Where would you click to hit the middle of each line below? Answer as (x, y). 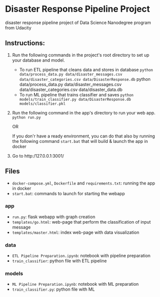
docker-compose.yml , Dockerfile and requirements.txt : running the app (83, 183)
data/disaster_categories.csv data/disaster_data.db (71, 90)
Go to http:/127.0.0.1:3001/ (38, 156)
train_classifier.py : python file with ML (53, 289)
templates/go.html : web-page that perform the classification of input (81, 222)
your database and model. (38, 60)
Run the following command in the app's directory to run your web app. (84, 113)
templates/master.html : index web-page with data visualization (76, 232)
